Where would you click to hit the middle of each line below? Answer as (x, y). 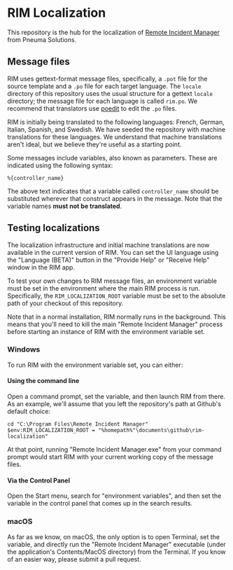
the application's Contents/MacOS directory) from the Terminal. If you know (116, 552)
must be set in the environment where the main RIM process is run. (104, 288)
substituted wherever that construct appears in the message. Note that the (115, 198)
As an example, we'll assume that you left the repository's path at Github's (114, 404)
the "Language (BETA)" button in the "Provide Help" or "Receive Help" (108, 260)
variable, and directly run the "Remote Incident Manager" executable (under (116, 544)
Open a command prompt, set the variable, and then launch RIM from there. (116, 396)
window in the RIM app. (41, 267)
